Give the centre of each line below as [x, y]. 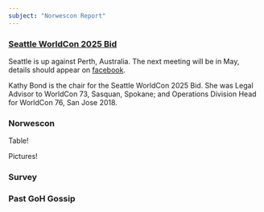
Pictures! [23, 157]
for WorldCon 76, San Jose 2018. [63, 102]
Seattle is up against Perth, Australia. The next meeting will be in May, [124, 61]
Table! [19, 141]
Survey [23, 177]
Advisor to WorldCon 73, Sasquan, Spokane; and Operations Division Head [132, 94]
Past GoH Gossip [42, 199]
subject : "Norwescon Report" [57, 16]
